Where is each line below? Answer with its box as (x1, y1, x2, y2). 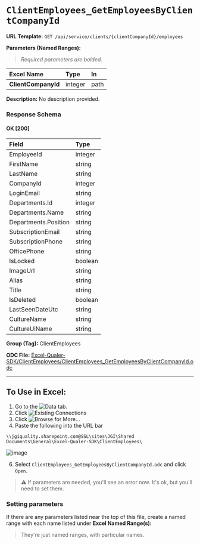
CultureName (9, 315, 46, 323)
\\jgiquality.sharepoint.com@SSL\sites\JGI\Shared (6, 433, 135, 440)
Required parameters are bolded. (20, 55, 103, 63)
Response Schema (6, 110, 61, 118)
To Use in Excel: (6, 387, 67, 397)
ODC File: (6, 351, 30, 359)
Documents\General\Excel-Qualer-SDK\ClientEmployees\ (6, 438, 143, 444)
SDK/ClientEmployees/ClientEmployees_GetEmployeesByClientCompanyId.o (6, 358, 194, 365)
